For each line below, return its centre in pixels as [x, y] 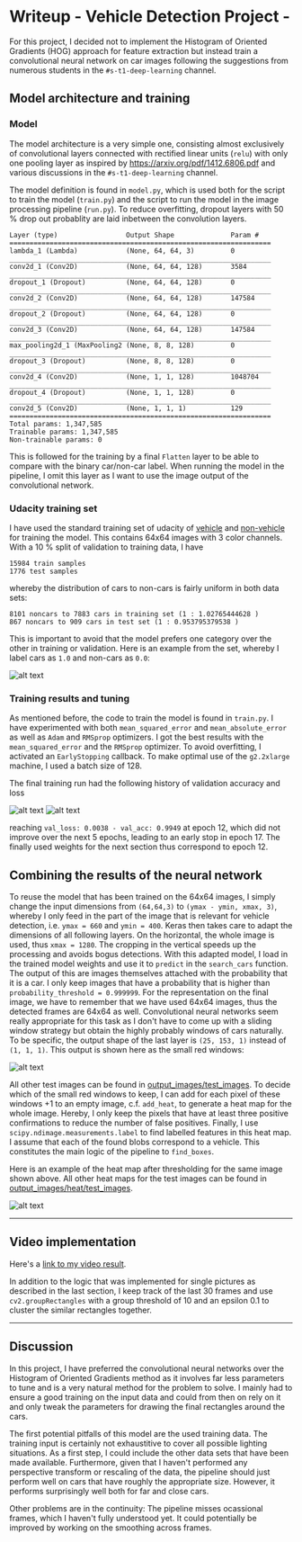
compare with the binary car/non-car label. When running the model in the [147, 466]
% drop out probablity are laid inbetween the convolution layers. [128, 219]
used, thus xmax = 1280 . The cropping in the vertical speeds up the [133, 945]
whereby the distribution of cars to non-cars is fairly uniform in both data [144, 587]
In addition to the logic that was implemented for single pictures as [133, 1281]
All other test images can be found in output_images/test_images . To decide [150, 1085]
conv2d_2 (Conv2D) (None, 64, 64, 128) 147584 [132, 298]
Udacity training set [53, 508]
